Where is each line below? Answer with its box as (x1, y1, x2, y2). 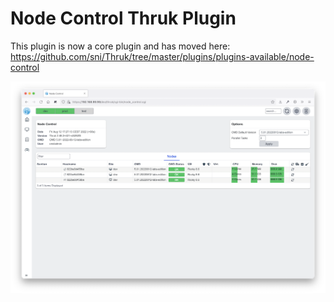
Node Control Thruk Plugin (10, 7, 237, 30)
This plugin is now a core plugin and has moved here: (10, 40, 231, 52)
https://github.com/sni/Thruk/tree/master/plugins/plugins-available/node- (10, 50, 315, 62)
